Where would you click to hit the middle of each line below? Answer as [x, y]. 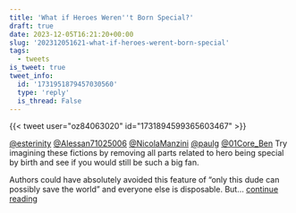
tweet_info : [31, 76]
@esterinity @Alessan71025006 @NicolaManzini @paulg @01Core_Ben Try [148, 143]
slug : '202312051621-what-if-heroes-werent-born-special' [119, 43]
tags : [19, 51]
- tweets [34, 59]
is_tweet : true [38, 68]
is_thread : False [50, 101]
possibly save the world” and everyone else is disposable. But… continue [144, 190]
